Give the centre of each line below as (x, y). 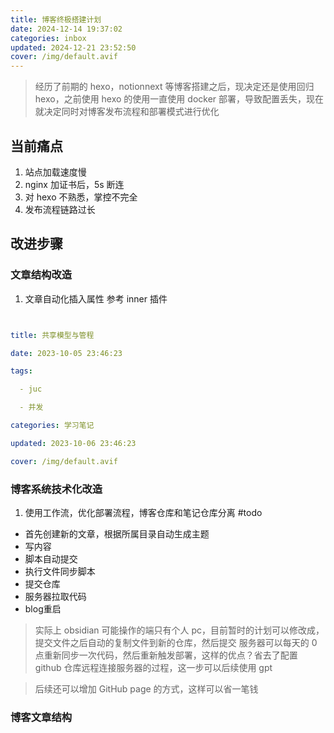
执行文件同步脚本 (60, 571)
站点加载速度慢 (55, 172)
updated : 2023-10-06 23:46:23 (73, 443)
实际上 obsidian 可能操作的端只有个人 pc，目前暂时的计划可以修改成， (179, 630)
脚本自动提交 (51, 558)
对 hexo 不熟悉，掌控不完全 (81, 197)
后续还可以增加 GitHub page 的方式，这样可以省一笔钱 (146, 688)
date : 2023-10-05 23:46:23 (66, 353)
